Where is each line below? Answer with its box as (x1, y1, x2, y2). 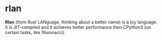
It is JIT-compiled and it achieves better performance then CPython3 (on (5, 24, 151, 30)
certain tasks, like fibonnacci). (5, 29, 66, 35)
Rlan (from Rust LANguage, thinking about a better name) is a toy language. (5, 19, 158, 25)
